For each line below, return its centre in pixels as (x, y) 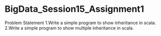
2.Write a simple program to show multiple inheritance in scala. (69, 28)
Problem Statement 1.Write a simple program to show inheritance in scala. (80, 23)
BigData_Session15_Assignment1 (75, 9)
